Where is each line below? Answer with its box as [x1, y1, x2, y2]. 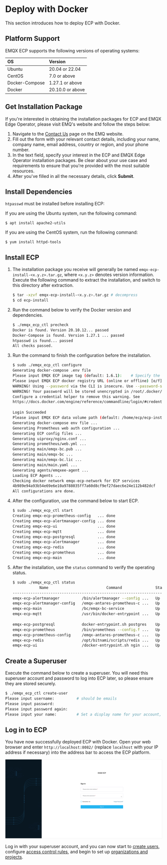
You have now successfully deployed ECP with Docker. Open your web [5, 739, 151, 745]
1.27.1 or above [49, 80, 82, 86]
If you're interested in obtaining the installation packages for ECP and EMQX [5, 116, 162, 122]
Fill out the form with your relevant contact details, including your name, [12, 136, 161, 142]
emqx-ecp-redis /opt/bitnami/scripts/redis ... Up [12, 638, 161, 643]
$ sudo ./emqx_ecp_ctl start [12, 508, 73, 513]
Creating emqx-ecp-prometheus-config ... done [12, 513, 116, 519]
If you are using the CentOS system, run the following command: [5, 229, 138, 235]
